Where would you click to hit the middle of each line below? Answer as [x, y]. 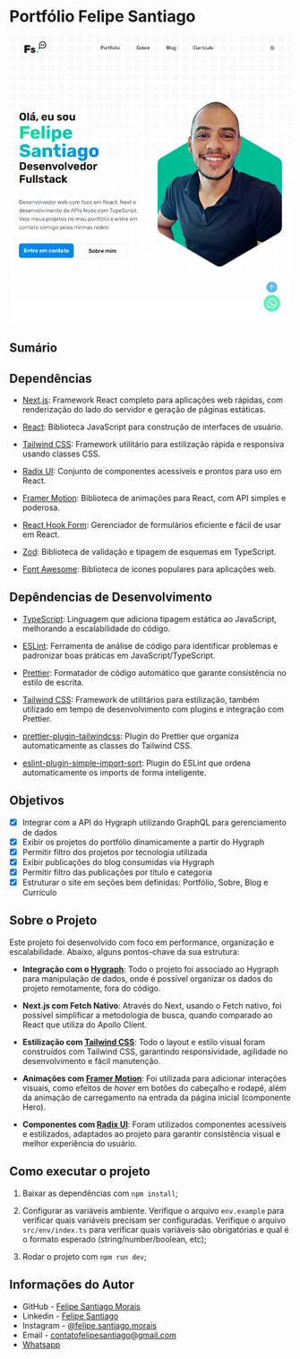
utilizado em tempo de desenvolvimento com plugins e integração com [153, 709]
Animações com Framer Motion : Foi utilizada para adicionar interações [154, 1078]
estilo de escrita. [53, 682]
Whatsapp [41, 1344]
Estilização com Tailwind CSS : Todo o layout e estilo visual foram [144, 1042]
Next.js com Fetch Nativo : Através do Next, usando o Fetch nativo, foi [152, 1005]
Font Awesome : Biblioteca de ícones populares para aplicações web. [149, 569]
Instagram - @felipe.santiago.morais [89, 1325]
